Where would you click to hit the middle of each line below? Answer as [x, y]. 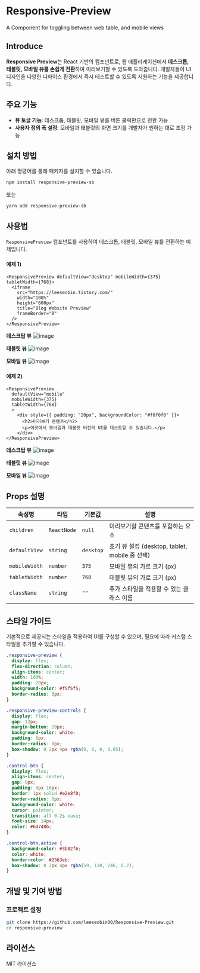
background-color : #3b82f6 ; [46, 849]
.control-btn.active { [34, 843]
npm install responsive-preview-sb [50, 183]
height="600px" [36, 303]
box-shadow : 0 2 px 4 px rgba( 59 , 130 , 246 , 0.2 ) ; [73, 865]
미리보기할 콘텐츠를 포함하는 [146, 526]
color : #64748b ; [32, 827]
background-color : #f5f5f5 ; [46, 689]
